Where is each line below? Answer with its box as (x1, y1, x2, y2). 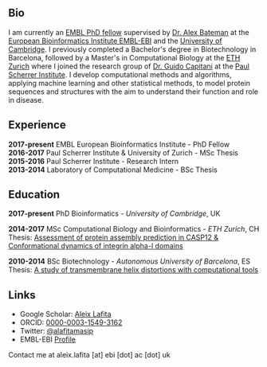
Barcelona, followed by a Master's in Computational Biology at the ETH (8, 53, 241, 62)
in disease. (8, 95, 44, 104)
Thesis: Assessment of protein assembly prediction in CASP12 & (8, 232, 219, 242)
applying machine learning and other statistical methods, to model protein (8, 78, 251, 88)
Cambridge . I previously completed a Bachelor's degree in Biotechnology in (8, 44, 257, 54)
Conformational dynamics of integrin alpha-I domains (8, 241, 183, 251)
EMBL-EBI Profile (19, 334, 76, 345)
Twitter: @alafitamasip (19, 326, 94, 336)
